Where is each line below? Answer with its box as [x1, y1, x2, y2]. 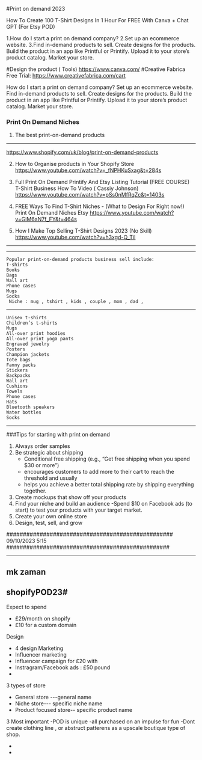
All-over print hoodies [6, 331, 66, 337]
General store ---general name [14, 693, 92, 700]
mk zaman [6, 566, 46, 577]
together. [23, 487, 47, 495]
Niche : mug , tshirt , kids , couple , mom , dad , [8, 299, 144, 305]
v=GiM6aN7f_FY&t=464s [14, 216, 77, 223]
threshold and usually [23, 474, 78, 482]
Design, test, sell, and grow [14, 519, 83, 527]
